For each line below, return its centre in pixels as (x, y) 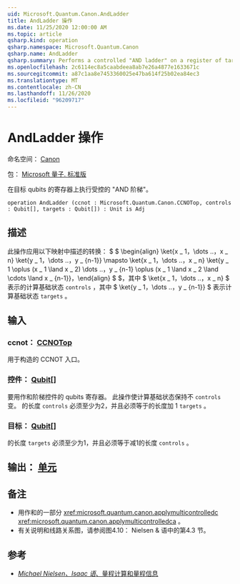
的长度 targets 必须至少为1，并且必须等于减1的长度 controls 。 (100, 443)
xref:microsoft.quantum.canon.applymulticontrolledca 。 (101, 521)
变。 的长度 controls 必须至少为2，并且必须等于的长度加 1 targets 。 (109, 406)
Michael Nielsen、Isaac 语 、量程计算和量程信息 (88, 574)
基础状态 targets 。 (42, 296)
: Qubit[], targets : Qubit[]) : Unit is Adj (76, 209)
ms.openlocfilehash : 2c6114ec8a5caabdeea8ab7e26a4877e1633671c (104, 67)
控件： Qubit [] (32, 380)
